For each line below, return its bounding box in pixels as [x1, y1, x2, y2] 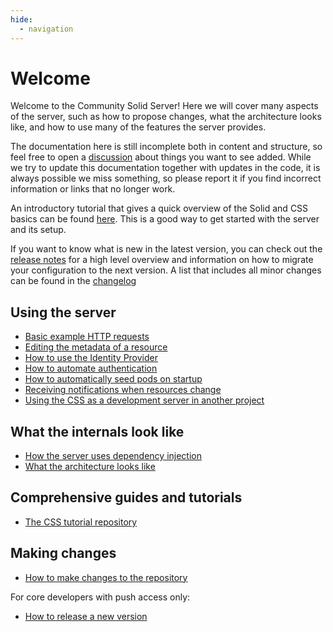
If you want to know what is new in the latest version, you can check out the [10, 243, 323, 255]
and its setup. [10, 224, 67, 236]
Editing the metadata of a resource [24, 341, 168, 353]
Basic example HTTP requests [24, 331, 150, 343]
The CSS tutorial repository [24, 516, 138, 528]
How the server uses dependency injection [24, 450, 202, 462]
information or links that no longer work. [10, 183, 176, 195]
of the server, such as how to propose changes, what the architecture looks [10, 111, 322, 123]
